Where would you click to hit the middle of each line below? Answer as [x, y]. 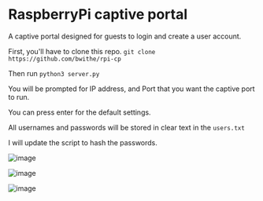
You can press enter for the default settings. [80, 112]
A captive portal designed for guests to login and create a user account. [125, 36]
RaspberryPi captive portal [98, 15]
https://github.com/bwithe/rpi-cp [65, 59]
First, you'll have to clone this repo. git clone [82, 51]
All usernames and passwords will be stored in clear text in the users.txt [127, 127]
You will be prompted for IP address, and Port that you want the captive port [131, 89]
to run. [19, 97]
